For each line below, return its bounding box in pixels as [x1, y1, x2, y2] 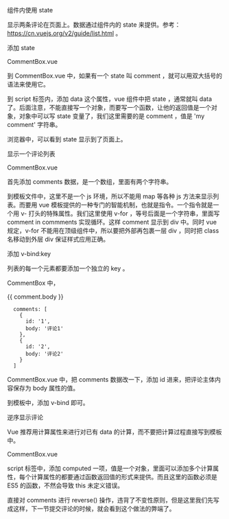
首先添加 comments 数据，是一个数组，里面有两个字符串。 [7, 178, 173, 185]
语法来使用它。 [7, 80, 49, 88]
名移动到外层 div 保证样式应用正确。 [7, 235, 110, 243]
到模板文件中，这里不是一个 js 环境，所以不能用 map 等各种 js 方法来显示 [7, 192, 213, 200]
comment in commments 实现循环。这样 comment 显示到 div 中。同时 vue [7, 218, 217, 226]
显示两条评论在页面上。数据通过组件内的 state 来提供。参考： [7, 21, 181, 29]
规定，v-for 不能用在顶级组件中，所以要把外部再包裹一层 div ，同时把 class [7, 227, 219, 235]
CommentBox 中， [7, 279, 60, 287]
